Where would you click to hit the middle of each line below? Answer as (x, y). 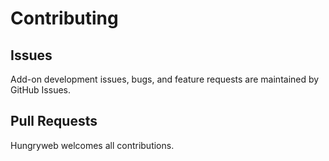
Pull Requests (54, 121)
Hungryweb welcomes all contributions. (92, 145)
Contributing (64, 18)
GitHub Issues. (41, 90)
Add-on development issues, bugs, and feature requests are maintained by (165, 79)
